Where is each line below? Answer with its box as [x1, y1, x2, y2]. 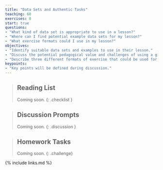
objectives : [5, 43, 29, 48]
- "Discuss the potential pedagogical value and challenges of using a [5, 52, 153, 57]
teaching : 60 [5, 12, 32, 17]
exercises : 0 [5, 16, 32, 21]
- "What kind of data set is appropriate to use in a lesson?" [5, 30, 136, 34]
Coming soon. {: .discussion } [16, 123, 76, 129]
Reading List [16, 84, 56, 92]
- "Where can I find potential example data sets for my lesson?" [5, 34, 142, 39]
